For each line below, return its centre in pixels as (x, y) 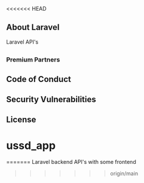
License (21, 120)
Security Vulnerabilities (51, 99)
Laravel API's (22, 42)
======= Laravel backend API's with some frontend (71, 162)
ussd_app (31, 145)
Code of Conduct (39, 79)
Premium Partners (33, 60)
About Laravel (33, 27)
